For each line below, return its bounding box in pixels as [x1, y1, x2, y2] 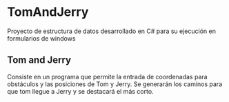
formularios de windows [7, 34, 76, 42]
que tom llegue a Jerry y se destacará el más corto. [7, 87, 154, 95]
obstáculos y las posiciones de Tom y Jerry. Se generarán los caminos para [7, 80, 223, 88]
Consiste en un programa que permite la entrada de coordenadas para [7, 72, 208, 81]
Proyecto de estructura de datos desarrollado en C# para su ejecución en [7, 27, 216, 35]
